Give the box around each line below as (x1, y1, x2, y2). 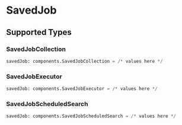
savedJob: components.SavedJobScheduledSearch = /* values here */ (6, 113, 177, 119)
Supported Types (6, 27, 72, 37)
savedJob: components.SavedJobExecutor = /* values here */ (6, 86, 158, 92)
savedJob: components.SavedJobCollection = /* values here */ (6, 58, 163, 64)
